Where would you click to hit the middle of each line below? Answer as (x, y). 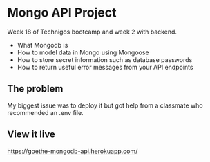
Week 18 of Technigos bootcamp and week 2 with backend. (92, 32)
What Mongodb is (42, 45)
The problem (35, 89)
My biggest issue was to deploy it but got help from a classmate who (105, 105)
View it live (31, 135)
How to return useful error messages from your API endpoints (105, 67)
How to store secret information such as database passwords (105, 59)
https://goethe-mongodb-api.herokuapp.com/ (73, 151)
